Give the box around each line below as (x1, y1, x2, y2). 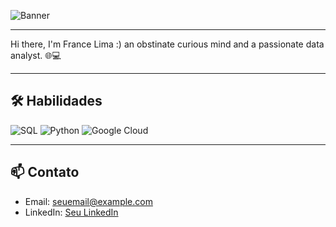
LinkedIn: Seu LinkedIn (24, 206, 119, 218)
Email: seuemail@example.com (24, 195, 153, 207)
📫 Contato (10, 164, 80, 181)
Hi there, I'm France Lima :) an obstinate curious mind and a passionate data (10, 38, 325, 50)
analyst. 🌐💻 (10, 50, 62, 61)
